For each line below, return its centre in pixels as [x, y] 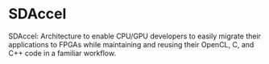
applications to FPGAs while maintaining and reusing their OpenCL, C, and [131, 44]
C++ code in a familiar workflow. [62, 53]
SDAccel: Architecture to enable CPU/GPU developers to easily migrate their [135, 36]
